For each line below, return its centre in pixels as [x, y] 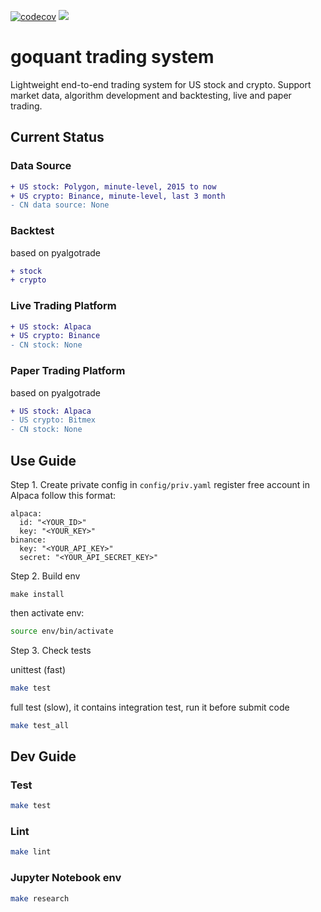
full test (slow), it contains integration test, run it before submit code [150, 707]
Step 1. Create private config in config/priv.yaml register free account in [160, 484]
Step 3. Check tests [51, 650]
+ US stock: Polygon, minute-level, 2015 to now [113, 186]
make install [37, 594]
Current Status [57, 137]
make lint [31, 852]
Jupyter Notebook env [66, 878]
